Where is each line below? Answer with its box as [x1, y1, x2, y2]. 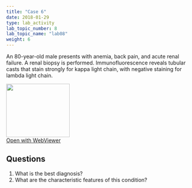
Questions [6, 154, 46, 164]
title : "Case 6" [6, 8, 47, 15]
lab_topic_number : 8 [6, 25, 58, 32]
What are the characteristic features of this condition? [14, 176, 148, 183]
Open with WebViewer [6, 137, 61, 144]
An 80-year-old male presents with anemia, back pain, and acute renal [6, 53, 179, 60]
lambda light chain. [6, 72, 53, 79]
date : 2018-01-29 [6, 14, 49, 20]
